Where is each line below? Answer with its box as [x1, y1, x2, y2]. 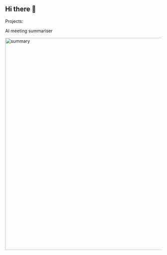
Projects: [5, 18, 23, 24]
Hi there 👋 [5, 5, 36, 13]
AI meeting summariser [5, 28, 53, 34]
